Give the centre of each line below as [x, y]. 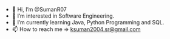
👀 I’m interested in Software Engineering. [63, 16]
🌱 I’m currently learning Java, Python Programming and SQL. [88, 22]
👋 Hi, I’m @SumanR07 [39, 9]
